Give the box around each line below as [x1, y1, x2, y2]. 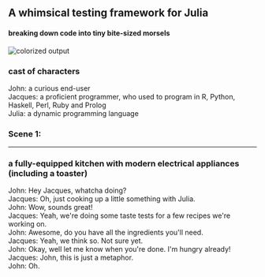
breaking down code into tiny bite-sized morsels [8, 28, 170, 38]
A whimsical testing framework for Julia [8, 6, 209, 20]
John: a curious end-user [8, 83, 91, 93]
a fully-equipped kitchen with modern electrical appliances [8, 158, 240, 169]
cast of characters [8, 66, 80, 77]
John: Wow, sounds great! [8, 203, 93, 212]
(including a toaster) [8, 168, 88, 179]
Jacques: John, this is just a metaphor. [8, 253, 134, 263]
